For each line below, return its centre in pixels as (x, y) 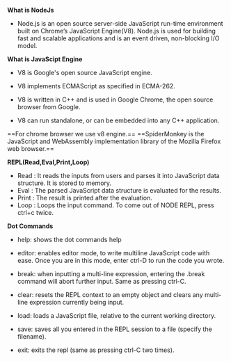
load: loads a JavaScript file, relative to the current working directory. (117, 315)
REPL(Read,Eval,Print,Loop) (48, 162)
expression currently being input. (77, 302)
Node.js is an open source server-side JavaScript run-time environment (120, 23)
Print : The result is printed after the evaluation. (85, 198)
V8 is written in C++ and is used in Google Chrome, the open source (115, 99)
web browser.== (31, 149)
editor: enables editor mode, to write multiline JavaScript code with (113, 253)
